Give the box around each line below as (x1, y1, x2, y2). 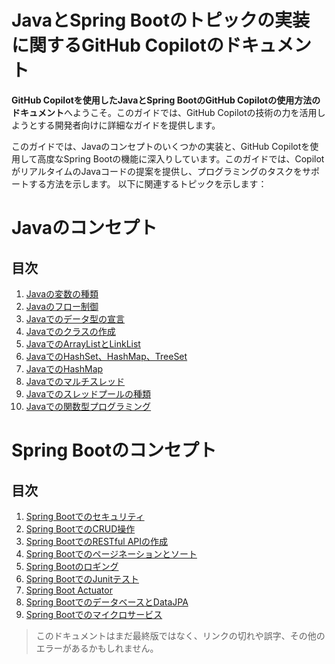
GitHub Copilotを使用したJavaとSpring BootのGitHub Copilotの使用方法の (11, 94, 321, 106)
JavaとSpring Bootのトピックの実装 (11, 9, 310, 32)
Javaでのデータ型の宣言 (25, 312, 126, 325)
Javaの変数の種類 (25, 287, 99, 300)
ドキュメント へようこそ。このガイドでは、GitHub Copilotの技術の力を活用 (11, 106, 318, 118)
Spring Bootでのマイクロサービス (25, 608, 163, 620)
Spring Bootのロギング (25, 560, 119, 572)
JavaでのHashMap (25, 362, 104, 375)
